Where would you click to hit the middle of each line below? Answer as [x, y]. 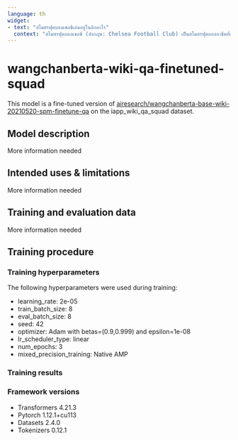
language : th [27, 14]
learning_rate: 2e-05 [47, 301]
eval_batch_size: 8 [45, 316]
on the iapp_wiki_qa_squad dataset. [143, 112]
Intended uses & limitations [69, 173]
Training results [35, 372]
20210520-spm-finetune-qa [49, 112]
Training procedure [51, 252]
